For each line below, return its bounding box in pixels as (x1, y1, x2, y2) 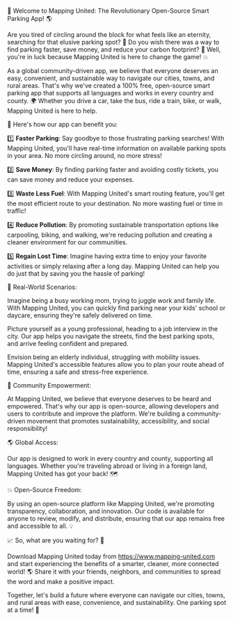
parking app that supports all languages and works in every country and (7, 89, 214, 97)
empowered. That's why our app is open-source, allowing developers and (7, 402, 219, 410)
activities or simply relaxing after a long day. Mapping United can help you (7, 262, 220, 270)
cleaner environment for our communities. (7, 238, 128, 246)
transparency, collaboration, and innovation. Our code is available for (7, 507, 205, 515)
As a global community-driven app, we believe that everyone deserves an (7, 67, 218, 74)
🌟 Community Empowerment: (7, 382, 92, 389)
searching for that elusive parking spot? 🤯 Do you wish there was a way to (7, 38, 220, 46)
